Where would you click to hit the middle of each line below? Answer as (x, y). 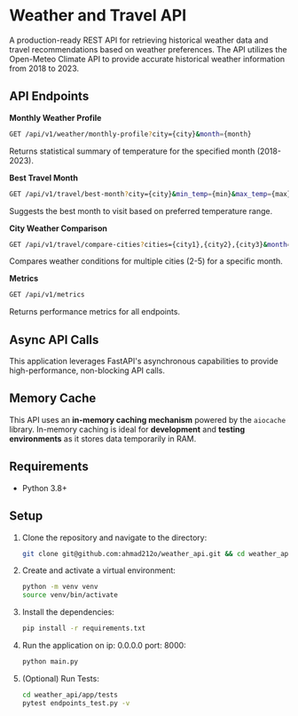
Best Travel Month (43, 178)
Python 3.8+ (45, 488)
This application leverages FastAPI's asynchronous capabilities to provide (144, 362)
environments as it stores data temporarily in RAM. (103, 438)
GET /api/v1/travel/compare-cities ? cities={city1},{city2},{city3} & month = (150, 244)
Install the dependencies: (68, 612)
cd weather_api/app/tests (70, 695)
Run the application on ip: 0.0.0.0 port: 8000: (104, 645)
